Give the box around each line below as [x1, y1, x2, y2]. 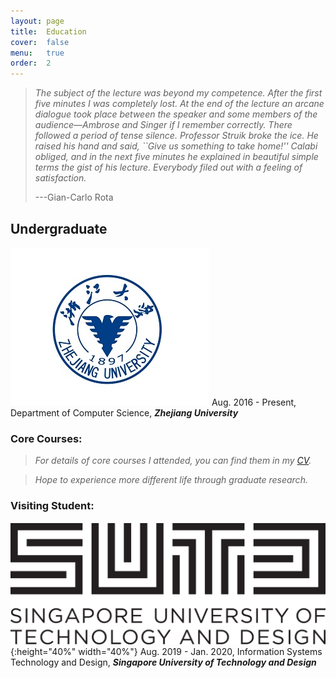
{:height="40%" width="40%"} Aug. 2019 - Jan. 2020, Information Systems [10, 645, 323, 657]
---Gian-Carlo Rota [34, 191, 114, 204]
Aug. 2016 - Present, [211, 396, 297, 408]
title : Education [10, 26, 87, 37]
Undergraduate [10, 220, 108, 237]
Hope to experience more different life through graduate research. [34, 474, 308, 486]
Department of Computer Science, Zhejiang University [10, 406, 239, 419]
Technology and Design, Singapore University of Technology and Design [10, 656, 317, 668]
